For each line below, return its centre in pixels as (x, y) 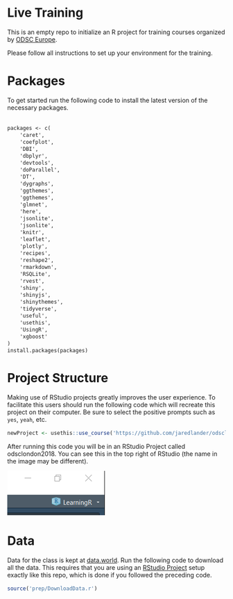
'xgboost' (34, 336)
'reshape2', (37, 260)
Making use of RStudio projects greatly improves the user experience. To (112, 397)
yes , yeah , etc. (27, 419)
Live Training (45, 13)
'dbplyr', (34, 156)
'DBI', (29, 149)
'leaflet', (35, 239)
